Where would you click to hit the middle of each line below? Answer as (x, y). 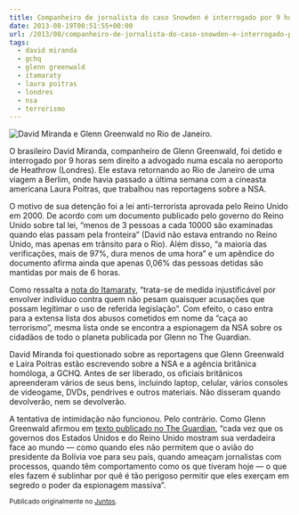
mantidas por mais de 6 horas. (65, 273)
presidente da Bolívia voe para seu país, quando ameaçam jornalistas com (145, 457)
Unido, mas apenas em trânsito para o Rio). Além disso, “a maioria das (138, 244)
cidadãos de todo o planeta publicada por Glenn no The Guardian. (130, 337)
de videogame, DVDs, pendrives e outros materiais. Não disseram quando (145, 392)
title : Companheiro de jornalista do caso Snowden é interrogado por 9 (145, 17)
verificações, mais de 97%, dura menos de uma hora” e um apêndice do (142, 254)
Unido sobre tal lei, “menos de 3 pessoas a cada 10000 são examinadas (141, 225)
